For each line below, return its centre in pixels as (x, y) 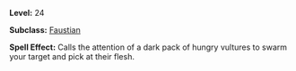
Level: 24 (27, 13)
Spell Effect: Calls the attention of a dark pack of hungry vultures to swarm (148, 47)
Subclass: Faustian (45, 30)
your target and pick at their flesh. (72, 56)
